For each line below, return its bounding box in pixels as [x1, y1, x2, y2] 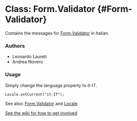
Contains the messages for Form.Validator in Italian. [5, 30, 109, 36]
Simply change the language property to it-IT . [5, 82, 97, 88]
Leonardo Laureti [12, 54, 47, 60]
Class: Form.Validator [5, 3, 95, 15]
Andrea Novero [12, 59, 43, 65]
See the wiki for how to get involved [5, 110, 77, 116]
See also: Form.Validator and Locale [5, 100, 78, 106]
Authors [5, 42, 25, 49]
